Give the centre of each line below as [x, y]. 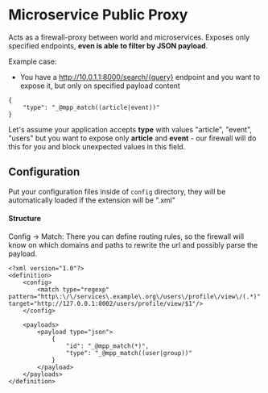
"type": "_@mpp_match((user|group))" [129, 353]
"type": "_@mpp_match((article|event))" [91, 107]
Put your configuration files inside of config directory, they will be [117, 191]
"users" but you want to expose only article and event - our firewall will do [132, 138]
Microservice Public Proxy [98, 15]
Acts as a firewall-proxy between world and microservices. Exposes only [129, 37]
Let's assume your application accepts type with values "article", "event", [130, 129]
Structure [25, 219]
